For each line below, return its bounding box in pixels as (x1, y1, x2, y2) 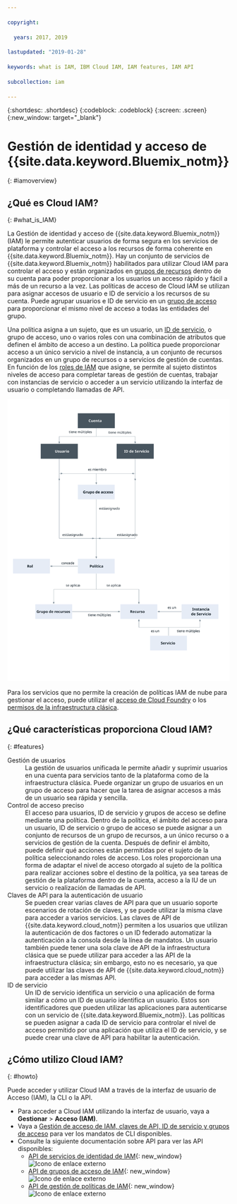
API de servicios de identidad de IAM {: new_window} (28, 1152, 182, 1160)
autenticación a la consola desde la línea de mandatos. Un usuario (25, 935, 218, 944)
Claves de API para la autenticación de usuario (7, 891, 143, 899)
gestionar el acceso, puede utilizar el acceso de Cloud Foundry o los (7, 695, 207, 704)
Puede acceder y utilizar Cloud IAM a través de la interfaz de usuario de (7, 1086, 217, 1095)
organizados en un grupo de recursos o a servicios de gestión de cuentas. (7, 355, 224, 364)
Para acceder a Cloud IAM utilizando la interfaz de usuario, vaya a (17, 1107, 210, 1116)
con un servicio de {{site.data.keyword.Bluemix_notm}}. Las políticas (25, 1011, 226, 1019)
